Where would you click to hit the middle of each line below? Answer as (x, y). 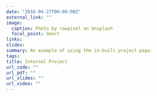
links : (14, 39)
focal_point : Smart (36, 34)
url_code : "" (22, 67)
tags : (13, 56)
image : (14, 23)
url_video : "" (24, 84)
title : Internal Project (37, 61)
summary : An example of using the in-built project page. (79, 51)
